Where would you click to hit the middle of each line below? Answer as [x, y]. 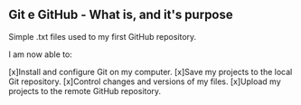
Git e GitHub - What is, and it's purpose [121, 15]
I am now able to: [41, 54]
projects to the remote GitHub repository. [85, 91]
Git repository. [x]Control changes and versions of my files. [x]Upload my [145, 81]
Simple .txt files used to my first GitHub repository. [103, 36]
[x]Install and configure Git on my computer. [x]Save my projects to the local [150, 72]
